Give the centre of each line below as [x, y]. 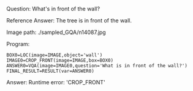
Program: [18, 44]
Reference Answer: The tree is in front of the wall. [69, 20]
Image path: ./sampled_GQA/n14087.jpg [56, 32]
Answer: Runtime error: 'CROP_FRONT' [56, 82]
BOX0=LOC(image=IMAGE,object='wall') [55, 55]
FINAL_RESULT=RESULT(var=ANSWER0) [51, 71]
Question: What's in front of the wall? [53, 9]
